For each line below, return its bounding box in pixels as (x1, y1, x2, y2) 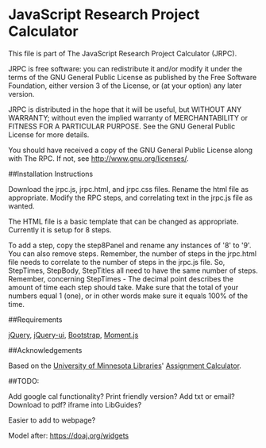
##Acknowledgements (8, 345, 83, 354)
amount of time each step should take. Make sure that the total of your (8, 282, 239, 292)
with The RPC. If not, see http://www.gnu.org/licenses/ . (8, 153, 189, 163)
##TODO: (8, 376, 40, 385)
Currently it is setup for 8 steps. (8, 224, 112, 235)
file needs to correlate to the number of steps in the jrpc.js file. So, (8, 257, 226, 266)
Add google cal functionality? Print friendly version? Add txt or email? (8, 391, 236, 401)
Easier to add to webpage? (8, 415, 96, 425)
